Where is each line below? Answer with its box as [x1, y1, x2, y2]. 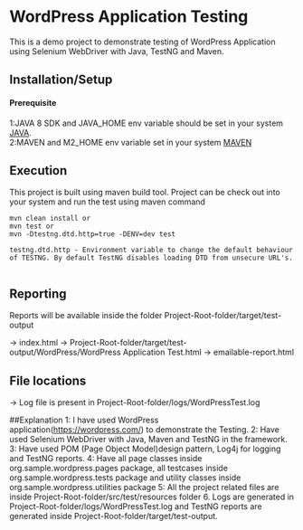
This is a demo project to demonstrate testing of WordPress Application [9, 36, 276, 47]
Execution [9, 163, 68, 178]
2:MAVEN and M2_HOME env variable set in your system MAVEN [9, 137, 252, 147]
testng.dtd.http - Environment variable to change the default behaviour [9, 246, 294, 255]
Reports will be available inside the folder [9, 310, 163, 321]
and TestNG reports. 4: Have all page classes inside [9, 452, 203, 463]
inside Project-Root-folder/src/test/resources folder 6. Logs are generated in [9, 491, 295, 502]
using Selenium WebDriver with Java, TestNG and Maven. [9, 45, 224, 56]
